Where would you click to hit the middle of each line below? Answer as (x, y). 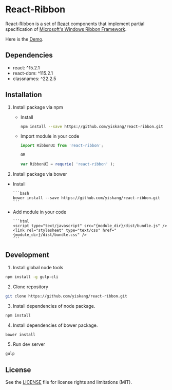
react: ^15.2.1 (26, 67)
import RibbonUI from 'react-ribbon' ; (62, 146)
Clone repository (31, 287)
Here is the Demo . (24, 39)
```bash (21, 194)
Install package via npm (38, 107)
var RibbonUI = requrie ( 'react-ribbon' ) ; (68, 164)
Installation (24, 95)
